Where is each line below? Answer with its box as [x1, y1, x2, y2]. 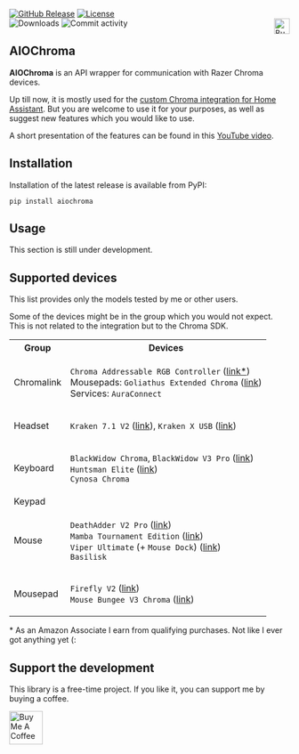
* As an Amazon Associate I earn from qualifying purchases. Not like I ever [9, 625, 283, 636]
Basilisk [69, 552, 107, 563]
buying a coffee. [9, 693, 69, 704]
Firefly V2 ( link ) [69, 582, 141, 595]
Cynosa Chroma [69, 474, 130, 484]
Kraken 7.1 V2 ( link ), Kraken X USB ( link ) [69, 419, 238, 432]
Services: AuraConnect [69, 387, 162, 400]
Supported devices [9, 270, 117, 285]
